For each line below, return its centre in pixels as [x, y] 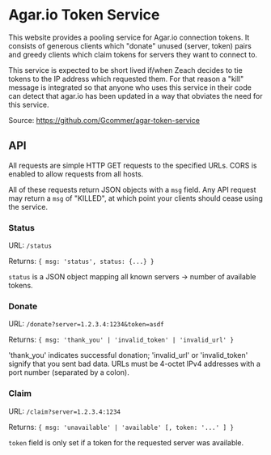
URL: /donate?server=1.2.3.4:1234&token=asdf [86, 324]
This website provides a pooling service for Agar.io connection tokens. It [129, 37]
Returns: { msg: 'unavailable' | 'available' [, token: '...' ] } [121, 427]
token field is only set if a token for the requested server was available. [126, 442]
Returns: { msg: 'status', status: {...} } [82, 262]
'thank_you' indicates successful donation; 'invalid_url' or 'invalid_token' [128, 355]
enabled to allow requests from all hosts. [76, 174]
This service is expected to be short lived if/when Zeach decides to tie [125, 70]
